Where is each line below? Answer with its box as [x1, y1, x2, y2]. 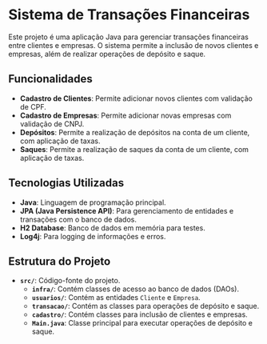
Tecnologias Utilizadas [8, 176, 125, 190]
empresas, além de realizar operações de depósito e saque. [8, 49, 206, 58]
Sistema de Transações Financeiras [8, 6, 250, 24]
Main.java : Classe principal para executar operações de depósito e [31, 318, 253, 328]
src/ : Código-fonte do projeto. [19, 276, 121, 286]
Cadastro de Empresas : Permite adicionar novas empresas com [19, 110, 232, 120]
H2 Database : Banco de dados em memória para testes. [19, 222, 205, 233]
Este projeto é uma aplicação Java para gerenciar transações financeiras [8, 32, 249, 42]
